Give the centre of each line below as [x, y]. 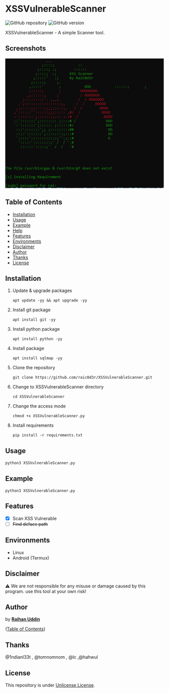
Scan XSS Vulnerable [34, 518]
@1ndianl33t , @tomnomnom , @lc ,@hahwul [52, 657]
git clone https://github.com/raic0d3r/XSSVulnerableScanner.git [82, 378]
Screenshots [26, 48]
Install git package [31, 310]
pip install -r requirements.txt [48, 435]
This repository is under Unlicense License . [50, 685]
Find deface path [30, 524]
